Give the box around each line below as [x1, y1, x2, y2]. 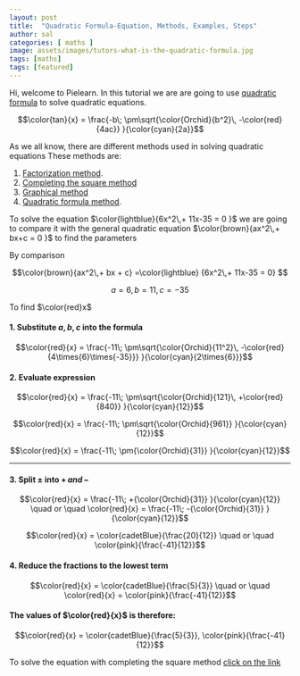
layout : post [9, 13, 58, 22]
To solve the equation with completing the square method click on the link [9, 656, 281, 667]
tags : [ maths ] [9, 54, 62, 63]
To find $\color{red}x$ [9, 301, 92, 313]
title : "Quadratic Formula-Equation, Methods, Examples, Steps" [9, 21, 257, 30]
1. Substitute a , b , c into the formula [9, 322, 143, 333]
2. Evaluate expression [9, 371, 96, 382]
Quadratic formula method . [21, 196, 122, 206]
